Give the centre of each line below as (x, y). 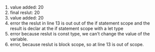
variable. (19, 39)
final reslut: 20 (25, 12)
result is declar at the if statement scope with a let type (66, 28)
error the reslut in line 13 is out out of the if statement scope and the (80, 23)
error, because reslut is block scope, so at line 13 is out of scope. (77, 44)
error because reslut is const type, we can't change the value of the (80, 34)
